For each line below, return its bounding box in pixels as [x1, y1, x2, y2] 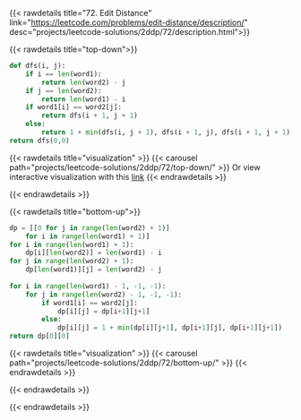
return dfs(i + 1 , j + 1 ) [41, 111, 139, 120]
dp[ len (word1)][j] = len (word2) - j [25, 265, 163, 274]
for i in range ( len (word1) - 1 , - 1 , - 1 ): [9, 281, 167, 290]
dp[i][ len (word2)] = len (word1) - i [25, 248, 163, 258]
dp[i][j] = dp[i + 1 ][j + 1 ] [56, 306, 150, 316]
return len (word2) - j [41, 78, 126, 87]
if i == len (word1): [25, 69, 102, 79]
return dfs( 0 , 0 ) [9, 136, 70, 145]
